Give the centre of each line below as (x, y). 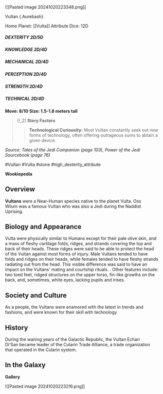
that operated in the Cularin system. (41, 350)
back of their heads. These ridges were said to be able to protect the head (80, 249)
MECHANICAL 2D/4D (27, 62)
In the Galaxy (25, 365)
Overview (20, 189)
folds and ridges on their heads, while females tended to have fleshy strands (82, 259)
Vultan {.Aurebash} (24, 16)
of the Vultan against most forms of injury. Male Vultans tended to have (77, 254)
